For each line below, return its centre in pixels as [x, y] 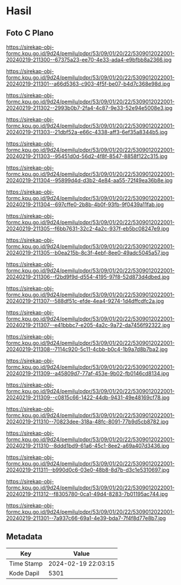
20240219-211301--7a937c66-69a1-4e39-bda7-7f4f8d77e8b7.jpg [86, 518]
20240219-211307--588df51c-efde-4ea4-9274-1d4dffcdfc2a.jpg [85, 301]
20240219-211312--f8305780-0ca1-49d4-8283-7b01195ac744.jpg [87, 494]
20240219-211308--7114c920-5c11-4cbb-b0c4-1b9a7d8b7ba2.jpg [87, 349]
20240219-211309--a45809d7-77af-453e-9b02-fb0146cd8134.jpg [88, 373]
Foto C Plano [30, 33]
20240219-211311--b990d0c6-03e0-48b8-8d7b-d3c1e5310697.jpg [88, 470]
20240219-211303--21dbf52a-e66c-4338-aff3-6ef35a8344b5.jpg [87, 132]
